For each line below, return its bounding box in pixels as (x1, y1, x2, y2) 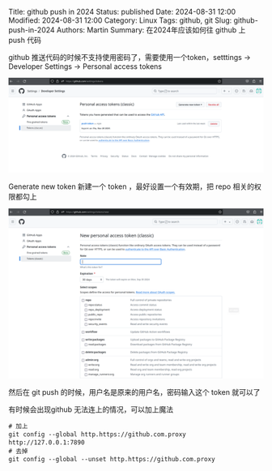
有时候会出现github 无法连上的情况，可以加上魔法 (8, 405, 174, 414)
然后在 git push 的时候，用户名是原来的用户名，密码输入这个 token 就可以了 (8, 388, 261, 397)
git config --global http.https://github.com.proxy (8, 430, 186, 439)
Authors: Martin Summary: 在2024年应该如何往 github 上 (56, 25, 246, 35)
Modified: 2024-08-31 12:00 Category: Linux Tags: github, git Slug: (8, 15, 232, 25)
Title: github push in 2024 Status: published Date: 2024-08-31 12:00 (8, 7, 236, 16)
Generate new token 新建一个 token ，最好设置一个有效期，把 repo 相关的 (8, 182, 255, 191)
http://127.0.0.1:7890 (8, 439, 85, 447)
